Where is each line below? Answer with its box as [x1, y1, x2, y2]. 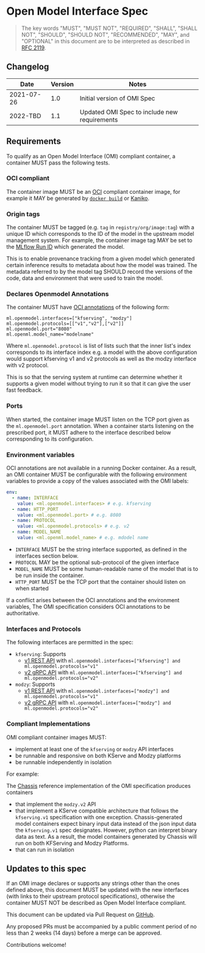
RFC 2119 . [21, 44, 46, 51]
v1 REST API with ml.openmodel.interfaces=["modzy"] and [24, 687, 170, 694]
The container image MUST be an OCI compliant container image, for [6, 188, 181, 195]
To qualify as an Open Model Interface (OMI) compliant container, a [6, 152, 176, 160]
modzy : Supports [15, 680, 56, 688]
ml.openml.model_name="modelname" [6, 331, 95, 337]
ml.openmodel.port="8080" [6, 326, 72, 333]
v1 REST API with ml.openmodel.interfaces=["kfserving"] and [24, 657, 181, 664]
